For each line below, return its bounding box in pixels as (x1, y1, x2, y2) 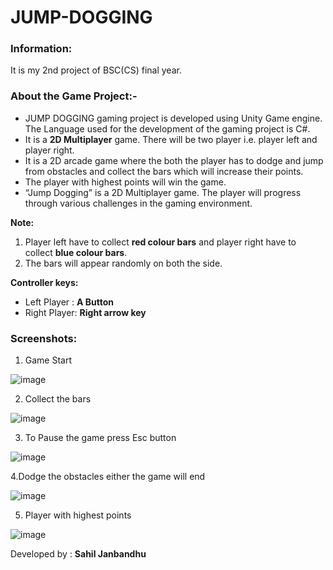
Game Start (24, 354, 73, 366)
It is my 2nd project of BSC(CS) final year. (10, 64, 182, 76)
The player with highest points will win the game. (24, 176, 227, 188)
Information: (10, 42, 73, 56)
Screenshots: (10, 331, 78, 345)
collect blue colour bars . (24, 246, 128, 258)
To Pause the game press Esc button (24, 432, 177, 444)
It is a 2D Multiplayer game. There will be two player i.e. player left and (24, 133, 318, 145)
